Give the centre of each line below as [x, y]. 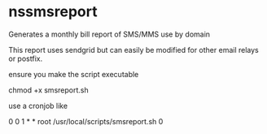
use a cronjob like [38, 106]
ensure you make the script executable [74, 74]
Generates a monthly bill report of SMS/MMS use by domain [109, 34]
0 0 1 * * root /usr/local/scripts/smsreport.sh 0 [86, 121]
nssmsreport [53, 12]
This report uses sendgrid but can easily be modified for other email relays [133, 50]
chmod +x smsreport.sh [48, 90]
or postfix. [26, 58]
